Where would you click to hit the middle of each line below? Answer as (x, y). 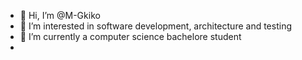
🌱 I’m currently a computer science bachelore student (130, 36)
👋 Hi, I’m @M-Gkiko (60, 15)
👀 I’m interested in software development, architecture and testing (155, 26)
